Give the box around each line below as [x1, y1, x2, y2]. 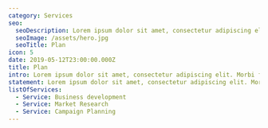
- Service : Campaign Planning [15, 108, 116, 116]
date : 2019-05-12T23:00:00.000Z [8, 56, 116, 64]
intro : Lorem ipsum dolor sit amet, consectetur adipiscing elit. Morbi [8, 71, 255, 79]
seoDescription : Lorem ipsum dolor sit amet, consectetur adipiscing [15, 26, 251, 34]
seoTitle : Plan [15, 41, 66, 49]
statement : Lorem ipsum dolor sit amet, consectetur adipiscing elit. [8, 78, 248, 86]
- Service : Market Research [15, 100, 109, 108]
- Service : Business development [15, 93, 127, 101]
